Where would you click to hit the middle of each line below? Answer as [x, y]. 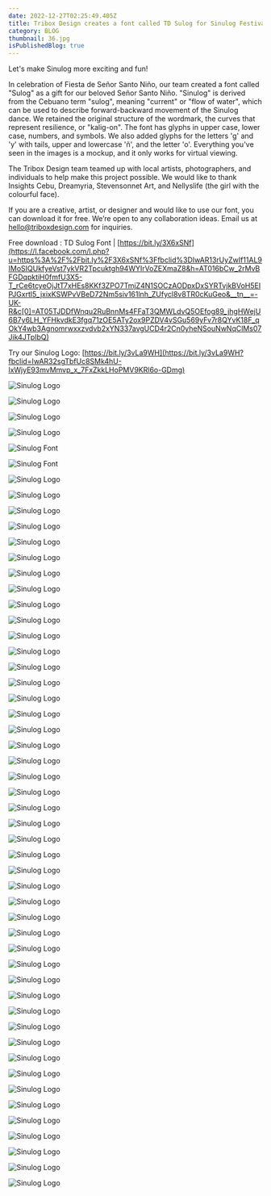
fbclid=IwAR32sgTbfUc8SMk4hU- [65, 362]
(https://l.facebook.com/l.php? [59, 252]
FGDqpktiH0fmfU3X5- [46, 277]
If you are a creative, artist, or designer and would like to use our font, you [131, 210]
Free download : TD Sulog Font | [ [65, 243]
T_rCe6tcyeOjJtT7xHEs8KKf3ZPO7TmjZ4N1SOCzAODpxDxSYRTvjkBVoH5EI [135, 286]
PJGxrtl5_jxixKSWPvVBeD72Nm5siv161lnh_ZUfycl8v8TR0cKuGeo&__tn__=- [133, 295]
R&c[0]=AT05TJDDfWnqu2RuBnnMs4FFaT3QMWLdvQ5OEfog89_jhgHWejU [135, 312]
